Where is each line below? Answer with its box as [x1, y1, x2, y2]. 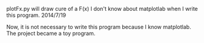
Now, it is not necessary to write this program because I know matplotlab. [6, 24, 191, 30]
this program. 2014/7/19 [6, 12, 67, 19]
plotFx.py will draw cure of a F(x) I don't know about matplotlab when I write [6, 5, 199, 12]
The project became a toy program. [6, 30, 96, 37]
